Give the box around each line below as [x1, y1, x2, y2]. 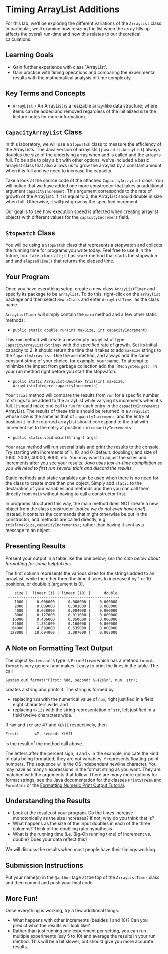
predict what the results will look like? [12, 923, 90, 929]
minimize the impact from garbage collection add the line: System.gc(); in [5, 363, 157, 369]
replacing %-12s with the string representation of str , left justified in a [12, 707, 155, 713]
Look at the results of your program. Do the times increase [12, 810, 134, 816]
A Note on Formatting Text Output [5, 644, 113, 653]
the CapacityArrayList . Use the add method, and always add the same [5, 353, 150, 358]
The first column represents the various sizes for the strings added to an [5, 570, 155, 576]
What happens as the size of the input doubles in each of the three [12, 820, 150, 827]
